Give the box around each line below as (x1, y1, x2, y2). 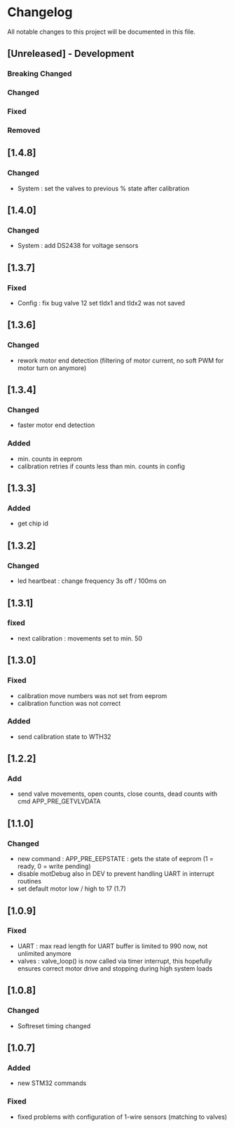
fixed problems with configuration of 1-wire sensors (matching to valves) (17, 1113, 228, 1121)
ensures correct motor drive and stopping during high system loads (17, 964, 213, 973)
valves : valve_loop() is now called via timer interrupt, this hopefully (17, 957, 212, 965)
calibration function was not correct (17, 699, 121, 707)
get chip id (17, 519, 49, 527)
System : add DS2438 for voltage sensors (17, 242, 139, 250)
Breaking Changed (7, 69, 72, 79)
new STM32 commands (17, 1079, 87, 1087)
